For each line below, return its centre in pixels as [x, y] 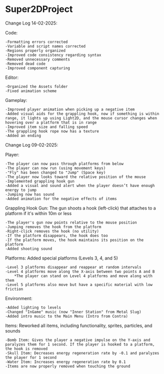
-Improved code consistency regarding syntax [53, 55]
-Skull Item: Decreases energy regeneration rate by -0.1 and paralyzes [82, 353]
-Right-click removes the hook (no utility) [52, 231]
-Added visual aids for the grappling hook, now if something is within [82, 113]
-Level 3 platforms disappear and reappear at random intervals [73, 267]
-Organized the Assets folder [37, 86]
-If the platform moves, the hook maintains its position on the [74, 240]
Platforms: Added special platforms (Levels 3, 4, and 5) [62, 258]
